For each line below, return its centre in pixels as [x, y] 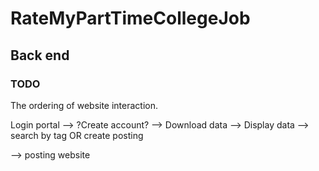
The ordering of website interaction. [84, 105]
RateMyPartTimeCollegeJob [130, 18]
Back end [40, 55]
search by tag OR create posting [77, 135]
